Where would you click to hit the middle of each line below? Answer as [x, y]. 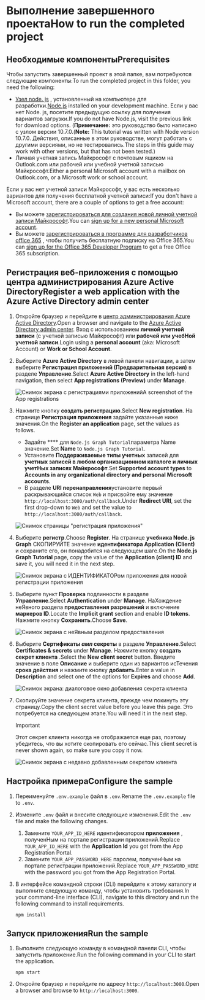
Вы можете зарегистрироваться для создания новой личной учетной [106, 214]
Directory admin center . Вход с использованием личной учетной [100, 329]
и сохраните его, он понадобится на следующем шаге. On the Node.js [106, 551]
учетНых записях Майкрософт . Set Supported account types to [108, 468]
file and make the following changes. [61, 821]
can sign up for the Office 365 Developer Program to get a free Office [103, 247]
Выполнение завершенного [80, 11]
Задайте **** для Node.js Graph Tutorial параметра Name [100, 442]
